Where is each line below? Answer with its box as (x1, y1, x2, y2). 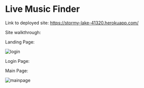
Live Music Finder (5, 3, 80, 15)
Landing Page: (5, 39, 35, 45)
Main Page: (5, 68, 28, 74)
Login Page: (5, 58, 30, 64)
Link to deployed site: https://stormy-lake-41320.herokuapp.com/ (5, 20, 139, 26)
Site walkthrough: (5, 29, 41, 35)
